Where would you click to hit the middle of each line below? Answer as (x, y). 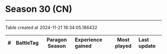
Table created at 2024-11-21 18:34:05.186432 (51, 27)
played (123, 46)
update (147, 46)
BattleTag (27, 43)
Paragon (57, 40)
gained (83, 46)
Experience (89, 40)
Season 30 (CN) (39, 9)
